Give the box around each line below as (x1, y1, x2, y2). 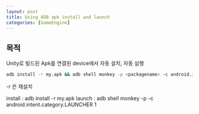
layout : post (6, 8, 38, 15)
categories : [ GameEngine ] (6, 19, 70, 25)
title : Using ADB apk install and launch (6, 14, 110, 20)
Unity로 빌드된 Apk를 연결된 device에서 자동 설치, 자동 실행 (6, 60, 144, 67)
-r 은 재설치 (6, 83, 33, 90)
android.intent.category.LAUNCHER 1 (6, 101, 97, 108)
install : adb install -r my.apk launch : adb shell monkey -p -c (6, 95, 154, 102)
